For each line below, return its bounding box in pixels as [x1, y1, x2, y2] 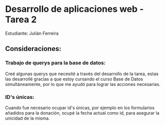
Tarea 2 [5, 14, 37, 25]
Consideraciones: [5, 44, 62, 53]
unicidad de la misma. [5, 115, 50, 121]
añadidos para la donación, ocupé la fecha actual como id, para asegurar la [5, 110, 160, 116]
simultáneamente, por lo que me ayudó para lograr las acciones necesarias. [5, 81, 161, 87]
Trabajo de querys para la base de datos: [5, 59, 106, 66]
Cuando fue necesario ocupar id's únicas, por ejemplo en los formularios [5, 105, 155, 111]
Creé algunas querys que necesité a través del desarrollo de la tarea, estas [5, 71, 159, 77]
